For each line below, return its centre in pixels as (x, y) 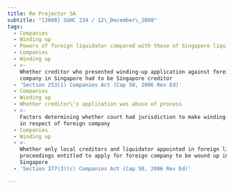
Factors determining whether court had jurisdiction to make (110, 117)
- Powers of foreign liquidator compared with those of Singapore (112, 46)
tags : (15, 26)
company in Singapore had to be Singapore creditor (96, 78)
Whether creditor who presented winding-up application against (115, 72)
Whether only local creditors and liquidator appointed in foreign (119, 149)
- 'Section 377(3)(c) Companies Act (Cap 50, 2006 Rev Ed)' (102, 169)
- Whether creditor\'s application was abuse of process (98, 104)
